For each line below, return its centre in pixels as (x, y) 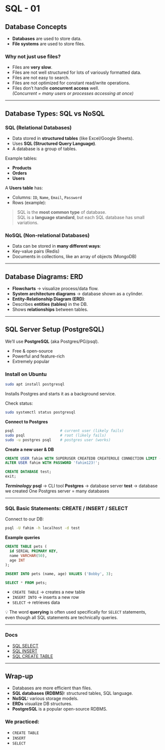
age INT (17, 560)
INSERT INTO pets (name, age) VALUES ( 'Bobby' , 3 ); (59, 574)
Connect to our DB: (25, 519)
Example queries (23, 538)
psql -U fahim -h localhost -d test (42, 528)
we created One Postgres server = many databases (57, 491)
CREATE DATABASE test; (28, 472)
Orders (19, 173)
